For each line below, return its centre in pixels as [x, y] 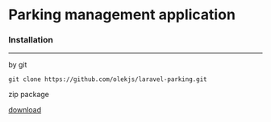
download [25, 110]
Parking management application [122, 15]
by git [18, 65]
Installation [31, 40]
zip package [29, 95]
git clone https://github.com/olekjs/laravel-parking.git [108, 79]
